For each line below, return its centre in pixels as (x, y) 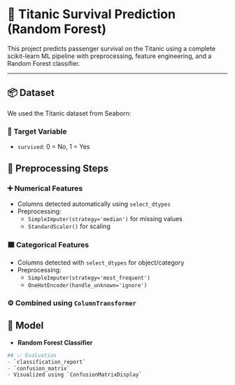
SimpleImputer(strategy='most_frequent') (89, 278)
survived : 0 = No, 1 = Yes (54, 147)
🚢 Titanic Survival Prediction (92, 14)
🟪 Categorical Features (48, 244)
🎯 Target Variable (37, 131)
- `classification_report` (47, 362)
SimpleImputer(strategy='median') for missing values (105, 218)
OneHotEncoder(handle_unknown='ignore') (87, 286)
